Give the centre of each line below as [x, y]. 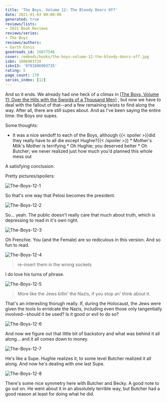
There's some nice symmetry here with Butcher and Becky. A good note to [82, 383]
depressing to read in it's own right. [42, 220]
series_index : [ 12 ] [26, 80]
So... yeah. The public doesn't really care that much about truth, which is [80, 215]
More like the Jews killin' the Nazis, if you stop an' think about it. [84, 293]
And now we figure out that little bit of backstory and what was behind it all [82, 333]
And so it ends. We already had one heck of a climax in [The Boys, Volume [82, 94]
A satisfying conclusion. [30, 166]
